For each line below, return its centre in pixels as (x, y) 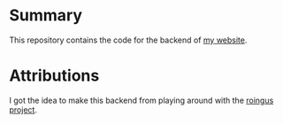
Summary (46, 15)
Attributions (54, 76)
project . (23, 109)
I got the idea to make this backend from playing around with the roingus (141, 100)
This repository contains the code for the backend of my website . (128, 40)
